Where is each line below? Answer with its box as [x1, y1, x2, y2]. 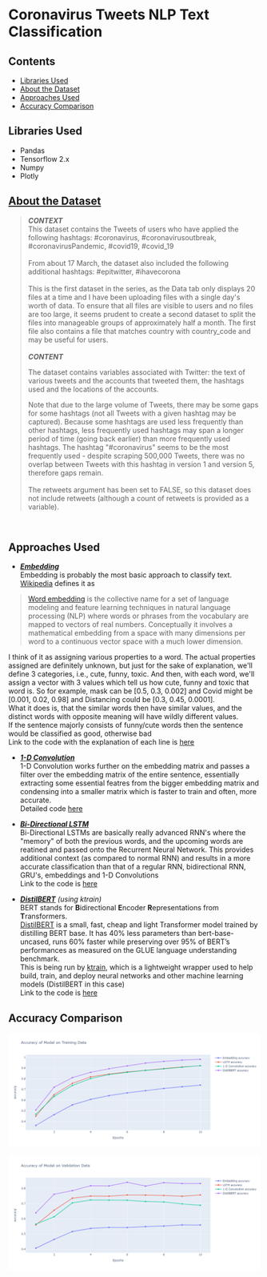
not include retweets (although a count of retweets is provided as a [27, 493, 249, 503]
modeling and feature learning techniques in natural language [27, 603, 231, 612]
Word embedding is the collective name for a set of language [27, 594, 229, 604]
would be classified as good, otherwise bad [8, 729, 152, 738]
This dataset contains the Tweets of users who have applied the [27, 224, 239, 234]
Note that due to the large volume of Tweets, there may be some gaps [27, 400, 259, 409]
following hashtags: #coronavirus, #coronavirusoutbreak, [27, 232, 217, 242]
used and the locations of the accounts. [27, 384, 159, 394]
